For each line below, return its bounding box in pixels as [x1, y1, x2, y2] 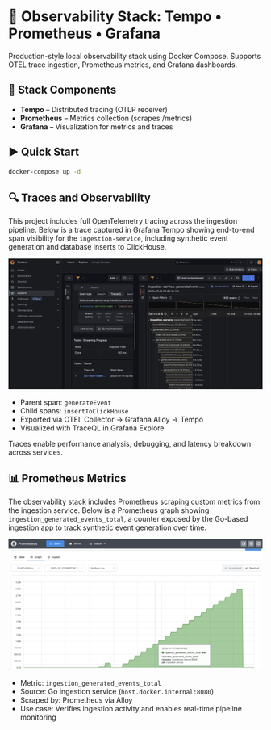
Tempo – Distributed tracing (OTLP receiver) [19, 104, 168, 114]
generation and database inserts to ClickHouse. [8, 242, 167, 252]
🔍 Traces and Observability [8, 191, 151, 204]
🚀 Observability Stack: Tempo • [8, 7, 223, 26]
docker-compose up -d [8, 167, 81, 176]
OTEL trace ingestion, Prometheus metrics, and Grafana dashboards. [8, 60, 238, 69]
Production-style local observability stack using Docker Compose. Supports [8, 51, 261, 61]
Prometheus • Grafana [8, 24, 161, 43]
